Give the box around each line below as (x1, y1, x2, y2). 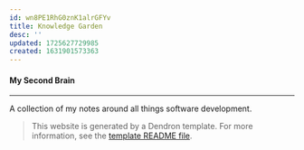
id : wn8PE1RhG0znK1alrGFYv (9, 13, 111, 23)
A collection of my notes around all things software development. (9, 103, 252, 114)
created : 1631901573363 (9, 47, 100, 56)
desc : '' (9, 30, 43, 39)
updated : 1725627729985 (9, 38, 100, 48)
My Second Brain (9, 74, 75, 86)
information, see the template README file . (31, 130, 193, 141)
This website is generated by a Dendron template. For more (31, 121, 253, 132)
